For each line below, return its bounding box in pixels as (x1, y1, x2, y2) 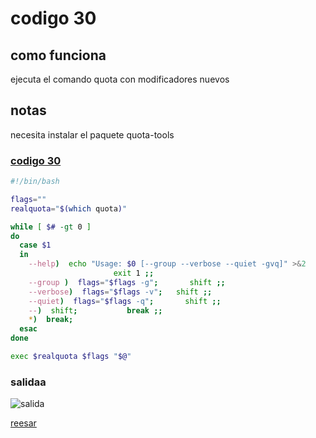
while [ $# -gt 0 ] (10, 222, 92, 232)
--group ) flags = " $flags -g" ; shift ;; (28, 277, 226, 287)
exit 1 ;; (113, 268, 155, 279)
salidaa (10, 375, 47, 389)
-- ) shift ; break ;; (28, 305, 163, 316)
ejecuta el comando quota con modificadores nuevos (10, 73, 230, 85)
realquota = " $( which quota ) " (10, 203, 128, 214)
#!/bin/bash (10, 177, 60, 187)
